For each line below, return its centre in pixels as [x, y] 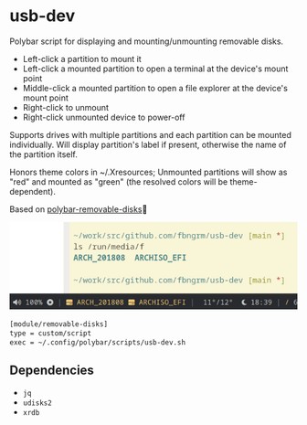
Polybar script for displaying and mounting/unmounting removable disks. [147, 41]
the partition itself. [43, 154]
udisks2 [37, 403]
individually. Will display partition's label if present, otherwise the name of [148, 144]
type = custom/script [51, 333]
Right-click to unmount [66, 107]
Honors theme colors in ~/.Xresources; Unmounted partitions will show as [148, 172]
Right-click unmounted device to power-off [104, 117]
